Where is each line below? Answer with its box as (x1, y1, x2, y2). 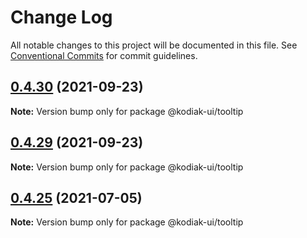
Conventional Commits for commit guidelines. (10, 49, 198, 61)
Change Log (10, 6, 113, 29)
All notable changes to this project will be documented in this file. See (10, 39, 298, 51)
